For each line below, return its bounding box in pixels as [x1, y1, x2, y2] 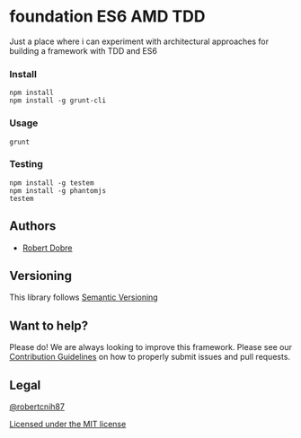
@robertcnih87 [9, 401, 66, 412]
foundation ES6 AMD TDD [9, 6, 206, 27]
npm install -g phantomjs [9, 186, 106, 195]
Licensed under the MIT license [9, 419, 127, 430]
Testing [9, 158, 43, 171]
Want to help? [9, 318, 89, 333]
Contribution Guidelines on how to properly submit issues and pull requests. [9, 352, 290, 363]
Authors [9, 218, 57, 234]
